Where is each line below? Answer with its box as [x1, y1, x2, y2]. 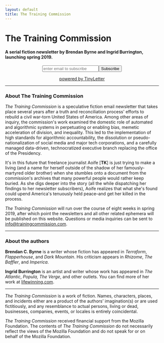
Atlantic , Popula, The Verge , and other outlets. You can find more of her [5, 274, 149, 280]
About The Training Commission [5, 92, 84, 99]
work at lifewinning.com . [5, 279, 55, 285]
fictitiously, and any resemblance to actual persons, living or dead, [5, 303, 139, 309]
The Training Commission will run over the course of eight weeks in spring [5, 205, 155, 211]
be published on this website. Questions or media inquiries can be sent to [5, 216, 153, 222]
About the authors [5, 238, 50, 244]
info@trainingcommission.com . [5, 221, 67, 227]
